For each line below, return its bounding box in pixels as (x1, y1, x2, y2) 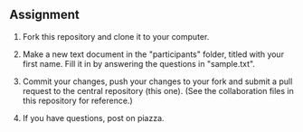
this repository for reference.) (22, 95, 133, 106)
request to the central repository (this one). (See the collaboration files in (22, 85, 294, 96)
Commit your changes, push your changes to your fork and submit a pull (22, 76, 293, 87)
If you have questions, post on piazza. (22, 112, 165, 123)
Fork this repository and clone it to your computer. (22, 31, 210, 42)
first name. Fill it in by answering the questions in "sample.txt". (22, 58, 256, 69)
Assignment (9, 7, 80, 23)
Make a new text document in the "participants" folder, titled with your (22, 49, 285, 60)
